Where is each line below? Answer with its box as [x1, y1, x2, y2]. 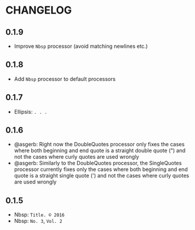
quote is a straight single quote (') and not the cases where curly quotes [14, 172, 190, 179]
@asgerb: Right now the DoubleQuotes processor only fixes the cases [14, 141, 185, 148]
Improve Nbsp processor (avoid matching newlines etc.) [14, 42, 148, 50]
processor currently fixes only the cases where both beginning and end [14, 166, 188, 173]
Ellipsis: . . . [14, 108, 48, 115]
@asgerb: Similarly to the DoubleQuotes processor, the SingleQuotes [14, 160, 182, 167]
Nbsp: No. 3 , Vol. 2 [14, 218, 62, 225]
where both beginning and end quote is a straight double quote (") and [14, 147, 186, 154]
